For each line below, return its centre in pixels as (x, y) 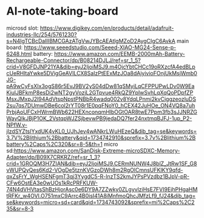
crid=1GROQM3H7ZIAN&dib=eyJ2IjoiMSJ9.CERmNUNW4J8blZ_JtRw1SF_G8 (102, 163)
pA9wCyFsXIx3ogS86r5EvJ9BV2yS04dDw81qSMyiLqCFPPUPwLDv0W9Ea (100, 86)
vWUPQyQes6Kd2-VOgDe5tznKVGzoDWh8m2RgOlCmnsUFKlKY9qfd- (95, 170)
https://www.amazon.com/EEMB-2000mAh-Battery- (119, 53)
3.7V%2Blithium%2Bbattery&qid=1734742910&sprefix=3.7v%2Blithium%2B (101, 137)
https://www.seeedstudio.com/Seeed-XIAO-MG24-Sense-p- (100, 47)
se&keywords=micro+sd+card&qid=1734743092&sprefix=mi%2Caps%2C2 (100, 202)
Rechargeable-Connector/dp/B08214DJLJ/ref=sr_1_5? (73, 60)
